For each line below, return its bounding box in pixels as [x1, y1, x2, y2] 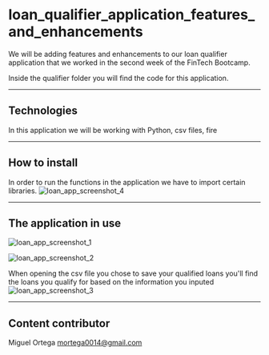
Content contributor [8, 317, 110, 330]
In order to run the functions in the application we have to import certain [8, 177, 246, 187]
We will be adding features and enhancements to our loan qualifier [8, 49, 228, 58]
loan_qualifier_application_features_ [8, 6, 255, 24]
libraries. [8, 186, 38, 196]
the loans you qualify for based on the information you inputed [8, 277, 215, 287]
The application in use [8, 216, 122, 230]
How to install [8, 156, 78, 170]
